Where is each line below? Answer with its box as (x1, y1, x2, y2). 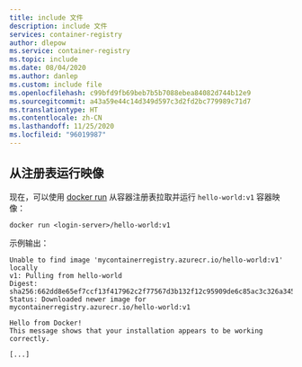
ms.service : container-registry (9, 47, 130, 56)
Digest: (9, 279, 39, 288)
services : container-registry (9, 30, 123, 39)
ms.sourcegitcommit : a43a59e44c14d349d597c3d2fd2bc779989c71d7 (9, 96, 252, 106)
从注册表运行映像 (9, 166, 104, 181)
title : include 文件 (9, 13, 84, 22)
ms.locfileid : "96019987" (9, 130, 106, 139)
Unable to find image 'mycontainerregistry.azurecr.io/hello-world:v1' (9, 255, 283, 264)
